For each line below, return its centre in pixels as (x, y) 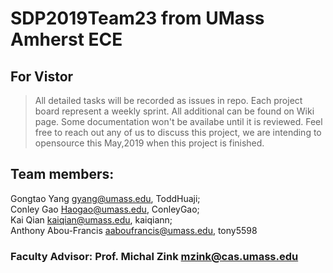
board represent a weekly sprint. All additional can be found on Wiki (174, 111)
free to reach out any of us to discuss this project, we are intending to (178, 132)
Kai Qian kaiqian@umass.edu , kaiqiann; (91, 219)
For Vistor (42, 76)
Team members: (62, 174)
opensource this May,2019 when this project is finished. (149, 143)
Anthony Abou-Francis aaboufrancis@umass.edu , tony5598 (134, 230)
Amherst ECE (66, 39)
